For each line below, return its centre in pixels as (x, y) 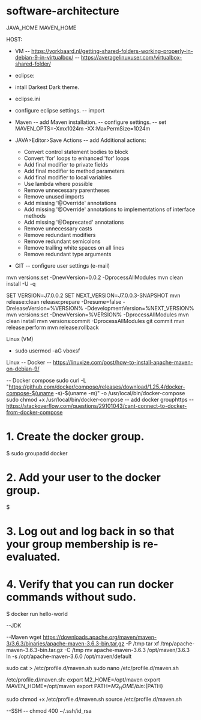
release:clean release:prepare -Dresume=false (64, 301)
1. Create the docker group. (75, 437)
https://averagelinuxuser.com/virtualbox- (131, 57)
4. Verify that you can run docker (90, 584)
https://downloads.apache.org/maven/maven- (100, 637)
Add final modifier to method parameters (74, 171)
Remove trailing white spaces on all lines (74, 247)
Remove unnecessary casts (58, 228)
